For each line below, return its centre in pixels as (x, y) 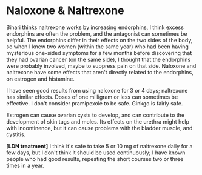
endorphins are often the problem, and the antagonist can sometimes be (97, 33)
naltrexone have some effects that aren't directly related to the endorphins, (100, 72)
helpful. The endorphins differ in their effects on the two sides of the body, (99, 40)
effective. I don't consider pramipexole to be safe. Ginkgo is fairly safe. (95, 103)
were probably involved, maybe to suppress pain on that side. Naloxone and (101, 66)
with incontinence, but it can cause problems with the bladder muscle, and (99, 128)
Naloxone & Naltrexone (65, 11)
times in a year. (25, 165)
